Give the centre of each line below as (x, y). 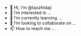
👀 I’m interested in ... (30, 13)
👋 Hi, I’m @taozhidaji (30, 8)
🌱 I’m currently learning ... (36, 18)
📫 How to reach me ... (32, 28)
